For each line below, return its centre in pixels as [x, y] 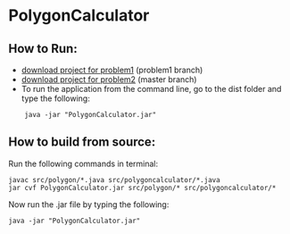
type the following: [55, 98]
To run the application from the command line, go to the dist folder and [151, 89]
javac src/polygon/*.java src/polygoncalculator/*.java [114, 180]
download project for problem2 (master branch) [109, 79]
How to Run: [43, 49]
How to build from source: [82, 142]
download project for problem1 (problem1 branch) [112, 70]
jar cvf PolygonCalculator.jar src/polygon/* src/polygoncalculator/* [142, 188]
